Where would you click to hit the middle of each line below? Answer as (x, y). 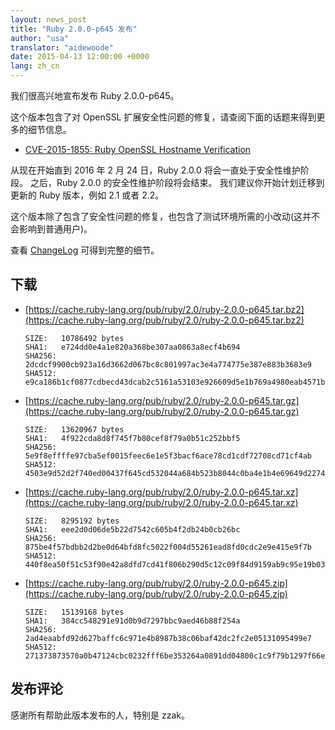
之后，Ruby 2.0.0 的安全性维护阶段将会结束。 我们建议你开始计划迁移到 (177, 182)
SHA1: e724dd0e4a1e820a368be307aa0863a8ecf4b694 (132, 347)
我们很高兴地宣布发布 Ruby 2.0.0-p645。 (95, 95)
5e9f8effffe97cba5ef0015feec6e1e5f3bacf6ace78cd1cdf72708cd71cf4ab (168, 456)
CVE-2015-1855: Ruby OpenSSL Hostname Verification (138, 149)
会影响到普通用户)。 (51, 229)
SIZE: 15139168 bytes (74, 612)
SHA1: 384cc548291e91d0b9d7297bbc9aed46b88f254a (132, 621)
